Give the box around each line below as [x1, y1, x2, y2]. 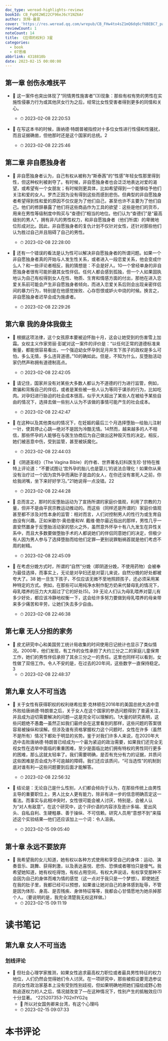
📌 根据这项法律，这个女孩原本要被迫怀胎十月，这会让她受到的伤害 [12, 334, 148, 340]
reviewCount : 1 [5, 26, 37, 31]
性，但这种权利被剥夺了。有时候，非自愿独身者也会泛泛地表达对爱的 [12, 179, 153, 185]
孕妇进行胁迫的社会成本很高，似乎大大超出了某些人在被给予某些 [25, 393, 157, 399]
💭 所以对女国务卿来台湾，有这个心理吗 [19, 1001, 99, 1007]
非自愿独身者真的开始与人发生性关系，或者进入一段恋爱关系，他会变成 [12, 256, 157, 262]
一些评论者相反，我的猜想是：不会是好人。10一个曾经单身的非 [29, 262, 157, 269]
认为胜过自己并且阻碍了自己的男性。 [12, 229, 87, 235]
